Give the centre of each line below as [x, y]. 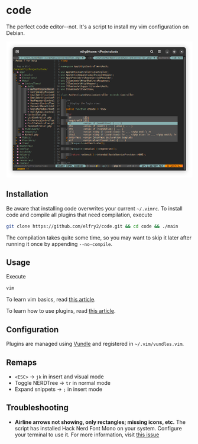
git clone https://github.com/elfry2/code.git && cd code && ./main [92, 226]
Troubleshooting [38, 408]
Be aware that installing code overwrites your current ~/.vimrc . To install [94, 208]
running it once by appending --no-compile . [59, 244]
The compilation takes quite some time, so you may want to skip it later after [99, 238]
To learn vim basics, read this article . [51, 300]
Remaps [22, 362]
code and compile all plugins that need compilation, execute [79, 215]
